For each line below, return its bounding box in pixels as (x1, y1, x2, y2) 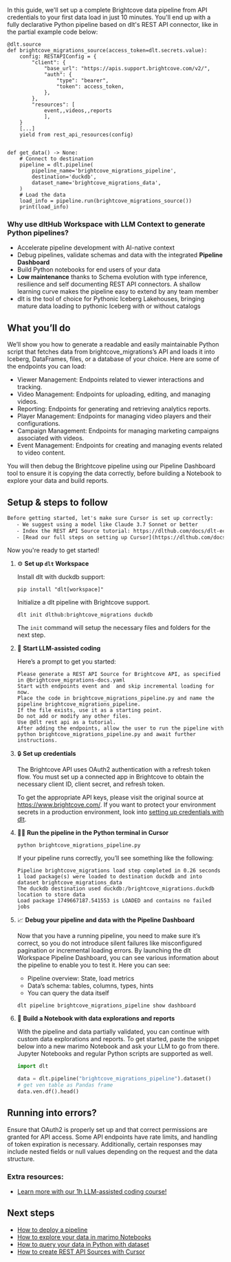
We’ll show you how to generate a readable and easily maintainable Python (7, 340, 219, 349)
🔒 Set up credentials (16, 750, 76, 758)
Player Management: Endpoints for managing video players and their (16, 412, 212, 420)
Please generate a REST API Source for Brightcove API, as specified (16, 671, 221, 678)
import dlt (16, 1063, 49, 1070)
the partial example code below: (7, 28, 98, 36)
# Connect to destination (19, 155, 94, 162)
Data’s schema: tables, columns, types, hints (27, 981, 154, 990)
